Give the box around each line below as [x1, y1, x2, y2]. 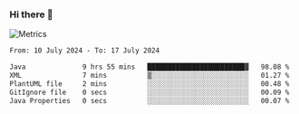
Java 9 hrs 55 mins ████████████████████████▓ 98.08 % [9, 62, 290, 71]
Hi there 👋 [9, 8, 54, 21]
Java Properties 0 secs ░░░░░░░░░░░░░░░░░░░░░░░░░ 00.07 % [9, 96, 290, 105]
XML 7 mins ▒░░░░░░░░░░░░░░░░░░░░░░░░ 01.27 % [9, 71, 290, 81]
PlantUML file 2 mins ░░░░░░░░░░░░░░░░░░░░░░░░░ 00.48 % [9, 79, 290, 89]
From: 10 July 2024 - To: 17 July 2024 [9, 46, 160, 55]
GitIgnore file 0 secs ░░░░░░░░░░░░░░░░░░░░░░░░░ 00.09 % [9, 88, 290, 97]
